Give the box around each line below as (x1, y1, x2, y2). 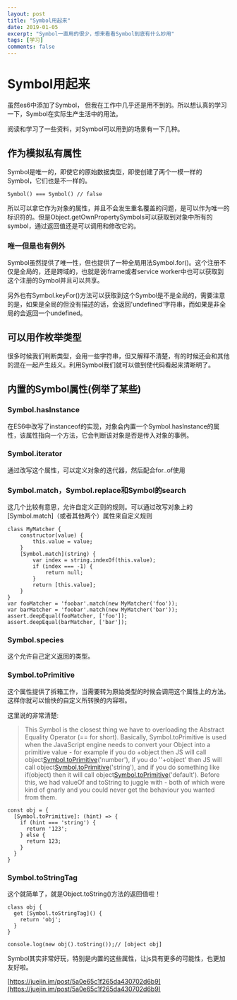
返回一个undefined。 (25, 309, 87, 317)
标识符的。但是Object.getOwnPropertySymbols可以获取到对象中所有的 (7, 212, 213, 221)
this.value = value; (32, 538, 93, 545)
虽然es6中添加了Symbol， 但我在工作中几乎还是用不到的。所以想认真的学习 (7, 101, 227, 109)
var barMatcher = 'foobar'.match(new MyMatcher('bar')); (7, 606, 178, 613)
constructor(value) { (20, 532, 83, 539)
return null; (44, 569, 83, 576)
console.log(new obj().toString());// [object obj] (7, 941, 162, 948)
